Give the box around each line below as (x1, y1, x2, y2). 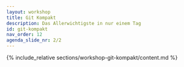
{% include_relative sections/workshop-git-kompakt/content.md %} (6, 54, 178, 61)
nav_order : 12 (6, 32, 43, 38)
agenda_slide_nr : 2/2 (6, 37, 62, 43)
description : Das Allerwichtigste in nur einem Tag (6, 20, 141, 26)
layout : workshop (6, 9, 51, 15)
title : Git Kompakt (6, 15, 56, 21)
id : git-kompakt (6, 26, 48, 32)
